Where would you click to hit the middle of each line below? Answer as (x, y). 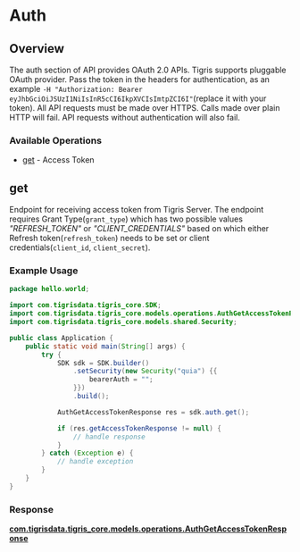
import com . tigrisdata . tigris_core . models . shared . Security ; (124, 322)
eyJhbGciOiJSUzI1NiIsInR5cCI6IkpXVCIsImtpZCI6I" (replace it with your (138, 98)
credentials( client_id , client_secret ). (80, 247)
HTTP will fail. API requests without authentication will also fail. (125, 117)
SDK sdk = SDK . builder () (103, 363)
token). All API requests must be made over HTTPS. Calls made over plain (145, 108)
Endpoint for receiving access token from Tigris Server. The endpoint (137, 210)
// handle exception (95, 462)
